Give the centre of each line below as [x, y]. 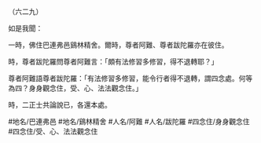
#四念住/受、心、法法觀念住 [53, 131]
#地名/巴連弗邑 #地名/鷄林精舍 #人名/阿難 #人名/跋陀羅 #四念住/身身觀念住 [129, 121]
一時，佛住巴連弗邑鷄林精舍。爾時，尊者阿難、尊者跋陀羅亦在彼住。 [118, 45]
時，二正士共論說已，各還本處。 [60, 105]
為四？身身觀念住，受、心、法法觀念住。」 [75, 88]
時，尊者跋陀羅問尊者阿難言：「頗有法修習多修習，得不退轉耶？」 [113, 62]
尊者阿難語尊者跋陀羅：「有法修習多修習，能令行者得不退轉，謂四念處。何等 [130, 78]
